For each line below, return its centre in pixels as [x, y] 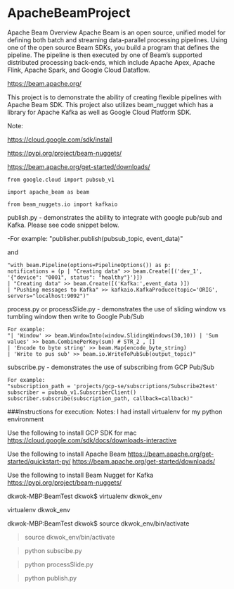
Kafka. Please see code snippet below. [63, 225]
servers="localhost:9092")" [48, 296]
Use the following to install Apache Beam [67, 454]
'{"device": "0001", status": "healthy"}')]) [75, 277]
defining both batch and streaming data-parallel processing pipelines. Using [117, 39]
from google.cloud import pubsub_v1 [61, 180]
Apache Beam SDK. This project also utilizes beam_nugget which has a [110, 104]
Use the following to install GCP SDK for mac [72, 433]
